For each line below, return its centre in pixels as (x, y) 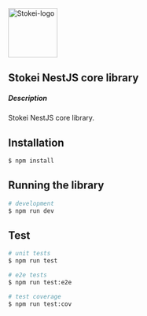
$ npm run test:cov (40, 304)
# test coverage (35, 296)
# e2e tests (28, 275)
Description (28, 98)
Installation (36, 142)
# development (31, 203)
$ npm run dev (31, 211)
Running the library (56, 186)
